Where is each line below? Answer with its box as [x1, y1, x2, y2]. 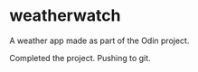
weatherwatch [9, 5, 121, 26]
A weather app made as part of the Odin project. [9, 35, 190, 46]
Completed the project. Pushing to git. [9, 52, 151, 63]
